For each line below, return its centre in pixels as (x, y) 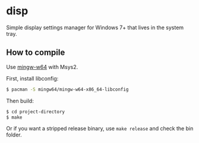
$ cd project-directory (36, 111)
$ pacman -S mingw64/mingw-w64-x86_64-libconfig (67, 89)
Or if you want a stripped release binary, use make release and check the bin (100, 129)
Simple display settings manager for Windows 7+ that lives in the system (95, 27)
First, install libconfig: (32, 78)
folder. (14, 135)
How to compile (36, 53)
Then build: (20, 101)
